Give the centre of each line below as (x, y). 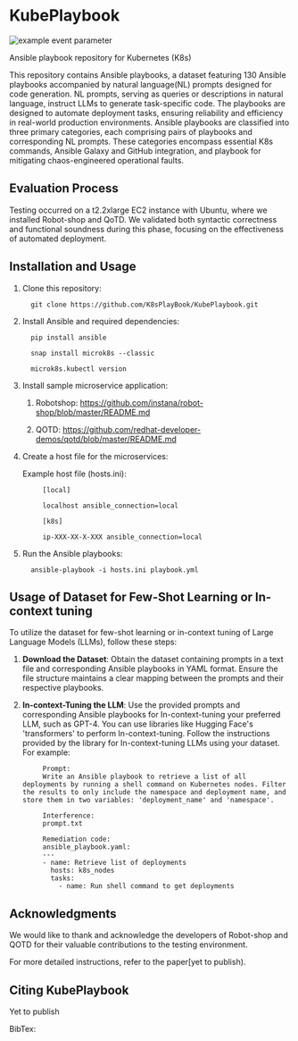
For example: (46, 752)
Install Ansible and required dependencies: (101, 321)
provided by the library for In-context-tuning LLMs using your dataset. (151, 743)
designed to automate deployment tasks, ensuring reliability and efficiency (146, 113)
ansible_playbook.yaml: (87, 847)
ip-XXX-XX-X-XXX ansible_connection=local (122, 537)
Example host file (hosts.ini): (74, 474)
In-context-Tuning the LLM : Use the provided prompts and (131, 705)
